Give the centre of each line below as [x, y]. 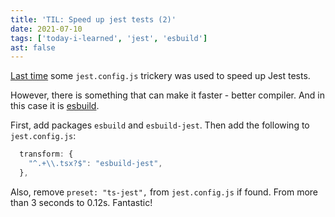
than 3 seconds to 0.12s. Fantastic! [81, 202]
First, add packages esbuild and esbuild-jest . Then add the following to [160, 125]
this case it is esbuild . [55, 106]
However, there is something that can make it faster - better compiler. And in [168, 95]
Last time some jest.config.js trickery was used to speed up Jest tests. [160, 76]
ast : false [33, 47]
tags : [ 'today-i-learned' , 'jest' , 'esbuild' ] [109, 38]
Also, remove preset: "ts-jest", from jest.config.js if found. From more [164, 192]
